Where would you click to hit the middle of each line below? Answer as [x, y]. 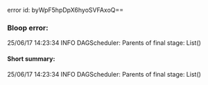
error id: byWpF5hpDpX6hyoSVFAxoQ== [66, 10]
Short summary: [31, 59]
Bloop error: [28, 28]
